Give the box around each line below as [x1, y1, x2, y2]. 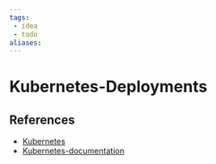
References [9, 112, 75, 127]
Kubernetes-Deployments [9, 77, 208, 97]
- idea [13, 22, 39, 30]
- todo [13, 30, 39, 39]
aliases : [9, 38, 42, 47]
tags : [9, 13, 30, 22]
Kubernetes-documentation [22, 145, 125, 157]
